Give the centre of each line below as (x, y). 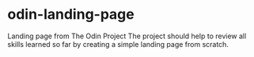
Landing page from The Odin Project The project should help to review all (127, 36)
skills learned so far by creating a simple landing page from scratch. (118, 44)
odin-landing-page (71, 14)
